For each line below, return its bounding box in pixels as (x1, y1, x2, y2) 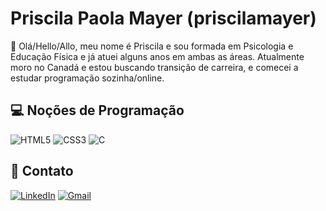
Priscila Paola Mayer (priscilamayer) (10, 7, 317, 30)
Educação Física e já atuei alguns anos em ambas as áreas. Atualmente (10, 50, 305, 62)
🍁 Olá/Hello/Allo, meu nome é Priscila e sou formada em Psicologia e (10, 40, 294, 52)
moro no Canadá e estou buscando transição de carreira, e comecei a (10, 61, 299, 73)
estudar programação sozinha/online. (10, 72, 165, 84)
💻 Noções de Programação (10, 102, 185, 119)
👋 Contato (10, 163, 74, 180)
